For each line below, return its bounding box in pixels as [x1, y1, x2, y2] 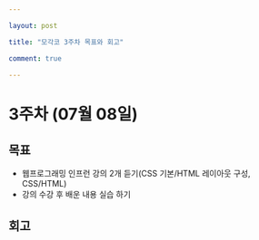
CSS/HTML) [21, 178, 67, 189]
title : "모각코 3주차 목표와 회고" [8, 37, 125, 46]
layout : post [8, 21, 58, 30]
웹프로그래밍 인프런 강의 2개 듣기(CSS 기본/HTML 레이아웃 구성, [21, 168, 251, 179]
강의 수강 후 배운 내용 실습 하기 [21, 189, 131, 200]
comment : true [8, 53, 63, 63]
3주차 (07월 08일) [8, 103, 138, 124]
